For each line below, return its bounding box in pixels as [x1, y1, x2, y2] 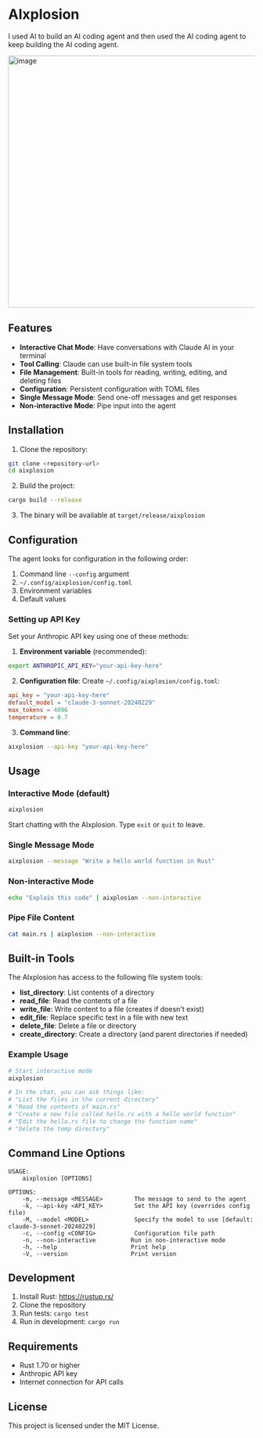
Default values [19, 594, 67, 604]
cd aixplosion [8, 467, 55, 475]
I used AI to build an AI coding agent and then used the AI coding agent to [8, 31, 247, 41]
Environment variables [19, 586, 92, 595]
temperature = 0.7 [8, 713, 68, 721]
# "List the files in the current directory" [8, 1096, 159, 1104]
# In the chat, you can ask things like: [8, 1089, 146, 1097]
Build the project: [19, 481, 75, 491]
